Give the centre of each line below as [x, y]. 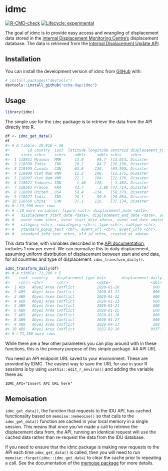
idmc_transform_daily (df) [32, 269]
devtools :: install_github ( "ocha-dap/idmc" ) [51, 85]
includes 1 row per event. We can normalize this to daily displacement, [77, 249]
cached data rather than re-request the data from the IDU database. [75, 437]
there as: [14, 374]
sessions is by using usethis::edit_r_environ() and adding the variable [79, 369]
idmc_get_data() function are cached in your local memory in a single [77, 421]
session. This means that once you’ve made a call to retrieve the [71, 427]
